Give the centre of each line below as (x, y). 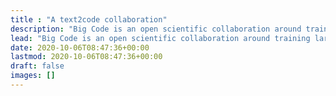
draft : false (37, 66)
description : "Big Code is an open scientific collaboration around (156, 29)
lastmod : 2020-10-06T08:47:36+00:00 (86, 57)
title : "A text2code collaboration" (89, 19)
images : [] (33, 76)
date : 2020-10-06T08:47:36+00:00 (80, 47)
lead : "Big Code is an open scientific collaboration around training (160, 38)
